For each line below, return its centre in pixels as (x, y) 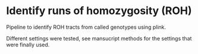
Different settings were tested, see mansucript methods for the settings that (99, 38)
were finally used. (28, 45)
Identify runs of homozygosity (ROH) (99, 11)
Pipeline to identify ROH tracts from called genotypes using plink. (86, 27)
